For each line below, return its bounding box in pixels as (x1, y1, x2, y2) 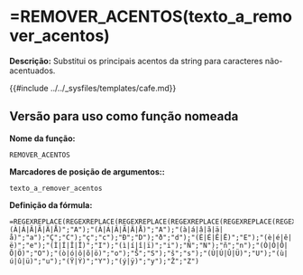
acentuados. (9, 65, 56, 76)
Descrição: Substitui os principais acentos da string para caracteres (9, 55, 263, 66)
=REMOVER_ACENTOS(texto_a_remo (9, 6, 293, 27)
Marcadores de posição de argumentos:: (9, 166, 165, 177)
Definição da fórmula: (9, 199, 93, 210)
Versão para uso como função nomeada (9, 109, 239, 124)
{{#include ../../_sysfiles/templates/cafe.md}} (9, 82, 177, 93)
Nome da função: (9, 133, 76, 144)
